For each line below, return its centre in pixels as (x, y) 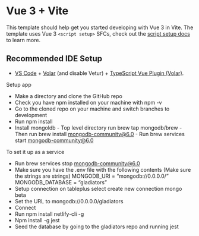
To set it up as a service (35, 152)
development (31, 115)
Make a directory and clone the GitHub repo (69, 96)
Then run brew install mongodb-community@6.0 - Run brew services (100, 134)
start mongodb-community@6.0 (54, 140)
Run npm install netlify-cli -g (49, 214)
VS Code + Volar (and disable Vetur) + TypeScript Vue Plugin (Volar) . (99, 73)
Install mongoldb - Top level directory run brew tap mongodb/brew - (98, 128)
